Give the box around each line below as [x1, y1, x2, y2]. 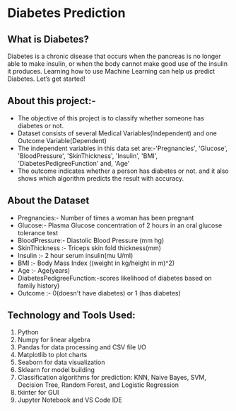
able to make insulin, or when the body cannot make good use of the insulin [7, 60, 228, 68]
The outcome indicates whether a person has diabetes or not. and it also [17, 167, 229, 175]
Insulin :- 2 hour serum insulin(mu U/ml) [17, 251, 134, 259]
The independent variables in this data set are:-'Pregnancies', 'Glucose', [17, 144, 228, 152]
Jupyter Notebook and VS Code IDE [17, 395, 122, 405]
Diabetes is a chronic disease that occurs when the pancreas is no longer [7, 52, 221, 60]
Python [17, 328, 39, 337]
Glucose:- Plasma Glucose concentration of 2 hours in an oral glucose [17, 221, 223, 230]
